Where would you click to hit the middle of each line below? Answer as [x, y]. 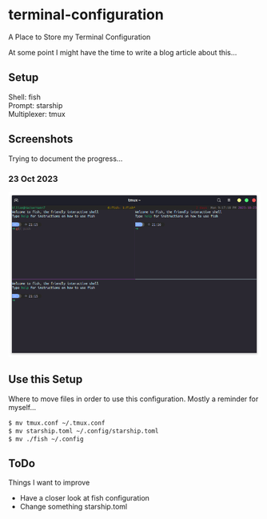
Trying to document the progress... [66, 159]
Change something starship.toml [74, 507]
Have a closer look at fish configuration [85, 498]
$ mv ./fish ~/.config [46, 439]
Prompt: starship [36, 105]
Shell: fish [25, 97]
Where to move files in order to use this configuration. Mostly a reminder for [133, 399]
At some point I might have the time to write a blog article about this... [123, 52]
